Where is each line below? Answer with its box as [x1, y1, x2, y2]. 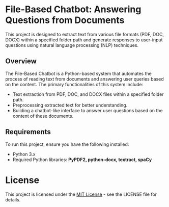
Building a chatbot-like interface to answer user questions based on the [12, 107, 163, 113]
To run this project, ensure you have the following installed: [5, 141, 129, 147]
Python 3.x [12, 151, 36, 157]
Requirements [5, 127, 51, 136]
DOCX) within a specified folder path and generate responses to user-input [5, 37, 163, 43]
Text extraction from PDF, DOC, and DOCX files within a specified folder [12, 91, 164, 97]
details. [5, 196, 21, 202]
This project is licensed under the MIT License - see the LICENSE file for [5, 191, 157, 197]
